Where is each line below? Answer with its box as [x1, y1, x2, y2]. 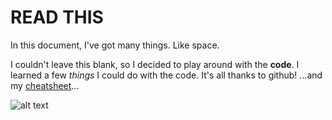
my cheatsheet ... [10, 79, 80, 91]
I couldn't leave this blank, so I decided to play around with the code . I [10, 58, 300, 70]
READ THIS [10, 6, 104, 29]
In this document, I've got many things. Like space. [10, 39, 220, 51]
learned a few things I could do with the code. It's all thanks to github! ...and [10, 69, 323, 81]
